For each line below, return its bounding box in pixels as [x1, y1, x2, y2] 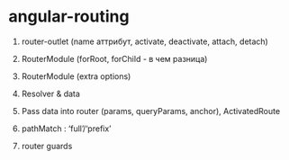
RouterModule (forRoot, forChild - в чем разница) [21, 53, 208, 64]
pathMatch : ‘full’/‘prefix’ [21, 123, 112, 134]
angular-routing [8, 6, 130, 27]
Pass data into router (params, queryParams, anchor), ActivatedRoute [21, 105, 281, 116]
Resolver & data [21, 88, 80, 99]
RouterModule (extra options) [21, 70, 131, 82]
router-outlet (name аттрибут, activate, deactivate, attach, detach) [21, 36, 269, 47]
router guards [21, 140, 73, 151]
